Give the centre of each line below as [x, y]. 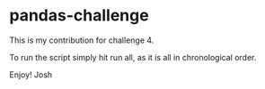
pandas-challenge [79, 16]
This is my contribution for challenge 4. [82, 40]
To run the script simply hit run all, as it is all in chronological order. [133, 57]
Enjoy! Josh [31, 74]
